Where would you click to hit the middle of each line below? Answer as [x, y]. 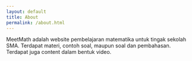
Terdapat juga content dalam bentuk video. [59, 52]
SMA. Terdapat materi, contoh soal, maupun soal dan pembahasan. [89, 46]
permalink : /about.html [36, 23]
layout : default [26, 12]
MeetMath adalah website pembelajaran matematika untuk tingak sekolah [96, 40]
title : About [22, 17]
